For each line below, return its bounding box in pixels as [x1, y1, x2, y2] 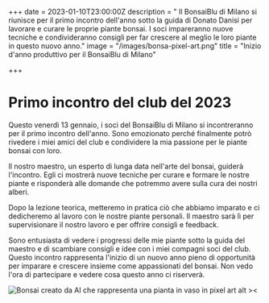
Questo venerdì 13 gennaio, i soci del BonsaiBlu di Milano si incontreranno [8, 120, 254, 130]
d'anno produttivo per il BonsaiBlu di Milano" [8, 50, 156, 59]
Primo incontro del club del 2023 [8, 93, 232, 112]
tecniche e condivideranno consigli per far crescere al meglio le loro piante [8, 32, 257, 42]
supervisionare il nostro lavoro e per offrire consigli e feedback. [8, 219, 219, 229]
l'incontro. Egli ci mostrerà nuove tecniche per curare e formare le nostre [8, 169, 250, 180]
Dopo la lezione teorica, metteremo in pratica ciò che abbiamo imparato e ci [8, 202, 260, 212]
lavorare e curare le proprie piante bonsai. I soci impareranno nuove [8, 24, 234, 33]
